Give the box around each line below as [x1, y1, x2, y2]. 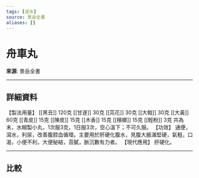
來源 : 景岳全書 [6, 67, 40, 75]
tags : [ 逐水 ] [6, 8, 37, 15]
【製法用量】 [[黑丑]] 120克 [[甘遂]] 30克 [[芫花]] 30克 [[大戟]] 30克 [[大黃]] [6, 109, 190, 116]
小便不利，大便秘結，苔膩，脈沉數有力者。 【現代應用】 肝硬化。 [16, 138, 175, 145]
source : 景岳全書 [6, 14, 46, 20]
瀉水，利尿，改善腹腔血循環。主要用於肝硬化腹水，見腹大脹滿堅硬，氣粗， [6, 131, 188, 138]
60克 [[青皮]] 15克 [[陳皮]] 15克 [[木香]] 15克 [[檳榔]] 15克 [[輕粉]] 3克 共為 [6, 116, 184, 124]
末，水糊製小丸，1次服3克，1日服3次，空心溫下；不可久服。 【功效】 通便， [6, 124, 191, 131]
